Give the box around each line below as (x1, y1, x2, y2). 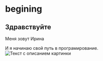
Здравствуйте (5, 23, 51, 31)
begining (5, 3, 42, 15)
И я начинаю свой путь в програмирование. (5, 45, 99, 51)
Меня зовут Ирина (5, 36, 44, 41)
